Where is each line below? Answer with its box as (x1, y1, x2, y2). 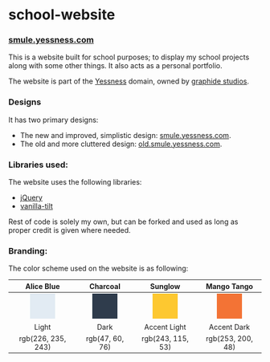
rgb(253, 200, (206, 333, 253, 343)
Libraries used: (8, 159, 68, 170)
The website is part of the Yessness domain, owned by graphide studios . (8, 76, 250, 86)
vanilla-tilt (19, 201, 54, 211)
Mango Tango (206, 281, 253, 291)
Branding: (8, 246, 48, 256)
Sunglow (149, 281, 181, 291)
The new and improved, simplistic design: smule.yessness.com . (19, 130, 231, 140)
